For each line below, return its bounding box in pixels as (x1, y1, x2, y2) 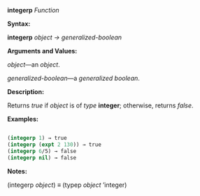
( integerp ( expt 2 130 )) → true (7, 141, 101, 148)
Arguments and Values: (7, 47, 78, 55)
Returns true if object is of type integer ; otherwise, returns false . (7, 101, 194, 110)
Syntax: (7, 20, 31, 27)
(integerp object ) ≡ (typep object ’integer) (7, 181, 127, 189)
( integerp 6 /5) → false (7, 148, 77, 155)
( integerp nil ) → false (7, 154, 77, 161)
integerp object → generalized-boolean (7, 33, 122, 41)
